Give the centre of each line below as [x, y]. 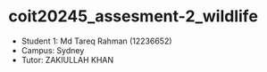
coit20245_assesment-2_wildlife [133, 16]
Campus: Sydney [53, 50]
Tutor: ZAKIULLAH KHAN [67, 60]
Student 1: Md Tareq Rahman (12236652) [96, 41]
